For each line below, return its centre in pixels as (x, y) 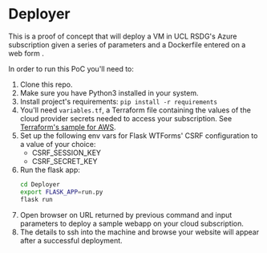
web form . (26, 53)
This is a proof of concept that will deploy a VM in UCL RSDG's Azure (123, 36)
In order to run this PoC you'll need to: (71, 68)
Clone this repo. (46, 84)
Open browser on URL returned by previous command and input (126, 214)
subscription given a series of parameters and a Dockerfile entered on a (127, 44)
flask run (36, 199)
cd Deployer (40, 184)
